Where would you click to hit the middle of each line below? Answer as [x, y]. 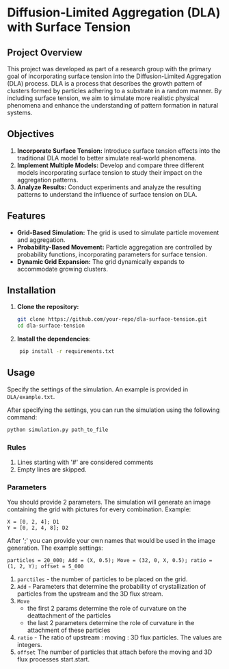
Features [26, 216]
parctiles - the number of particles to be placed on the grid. [102, 579]
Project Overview [45, 52]
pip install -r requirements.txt [67, 352]
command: [22, 417]
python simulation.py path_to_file [58, 430]
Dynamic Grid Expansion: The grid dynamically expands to [100, 261]
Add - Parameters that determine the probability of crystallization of [111, 587]
